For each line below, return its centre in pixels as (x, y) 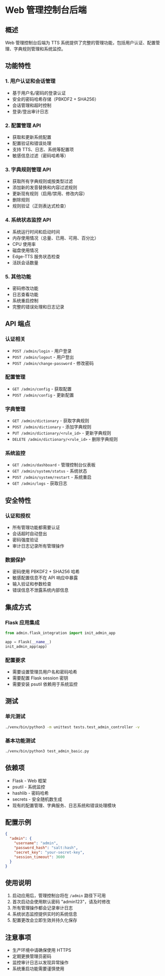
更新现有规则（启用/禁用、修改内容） (50, 194)
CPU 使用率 (24, 244)
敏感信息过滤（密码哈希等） (40, 156)
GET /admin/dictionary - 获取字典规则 (51, 421)
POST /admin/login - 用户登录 (42, 351)
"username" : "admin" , (36, 843)
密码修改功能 (25, 288)
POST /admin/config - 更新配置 (43, 395)
